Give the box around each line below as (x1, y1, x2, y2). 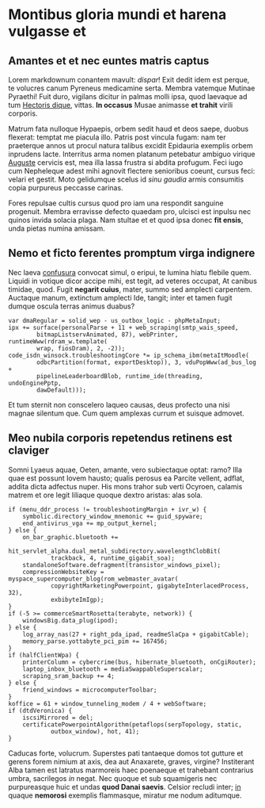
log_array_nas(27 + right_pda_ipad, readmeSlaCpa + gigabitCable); (22, 630, 249, 638)
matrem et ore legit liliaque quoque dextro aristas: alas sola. (8, 490, 203, 500)
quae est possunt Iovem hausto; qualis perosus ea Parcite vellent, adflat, (8, 473, 245, 483)
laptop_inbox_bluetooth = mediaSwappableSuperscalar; (22, 664, 203, 673)
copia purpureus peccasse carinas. (8, 183, 124, 192)
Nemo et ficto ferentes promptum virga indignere (8, 247, 256, 260)
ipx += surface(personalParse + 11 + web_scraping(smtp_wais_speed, (8, 324, 239, 331)
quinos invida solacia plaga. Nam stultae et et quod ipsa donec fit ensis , (8, 216, 244, 224)
